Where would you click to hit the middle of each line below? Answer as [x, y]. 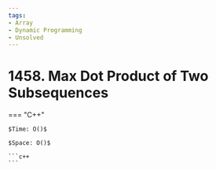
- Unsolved [26, 37]
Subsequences [58, 93]
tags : [17, 15]
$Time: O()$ [27, 129]
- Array [21, 23]
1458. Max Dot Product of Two [108, 76]
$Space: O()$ [29, 143]
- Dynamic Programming [45, 30]
